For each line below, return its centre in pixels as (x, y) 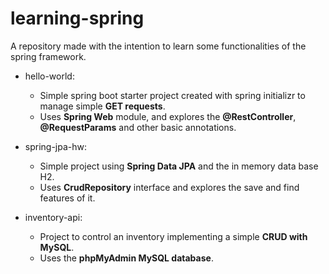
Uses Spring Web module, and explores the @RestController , (168, 116)
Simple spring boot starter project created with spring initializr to (172, 95)
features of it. (67, 198)
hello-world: (49, 76)
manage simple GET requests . (102, 106)
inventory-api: (53, 217)
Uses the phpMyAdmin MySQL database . (126, 258)
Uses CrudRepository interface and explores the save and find (169, 187)
